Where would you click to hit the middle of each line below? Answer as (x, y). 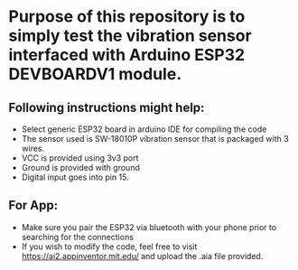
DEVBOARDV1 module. (95, 74)
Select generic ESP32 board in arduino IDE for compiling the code (144, 129)
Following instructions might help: (107, 107)
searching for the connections (78, 237)
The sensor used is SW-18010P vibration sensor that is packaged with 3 (155, 139)
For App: (33, 205)
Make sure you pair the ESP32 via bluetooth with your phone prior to (149, 227)
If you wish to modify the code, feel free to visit (109, 247)
